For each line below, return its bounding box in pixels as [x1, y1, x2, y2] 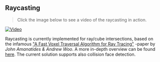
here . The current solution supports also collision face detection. [5, 51, 136, 57]
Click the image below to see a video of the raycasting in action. [17, 17, 147, 22]
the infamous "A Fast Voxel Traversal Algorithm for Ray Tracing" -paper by [5, 41, 156, 47]
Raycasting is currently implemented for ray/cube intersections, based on [5, 36, 154, 41]
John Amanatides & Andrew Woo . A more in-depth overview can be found [5, 46, 156, 52]
